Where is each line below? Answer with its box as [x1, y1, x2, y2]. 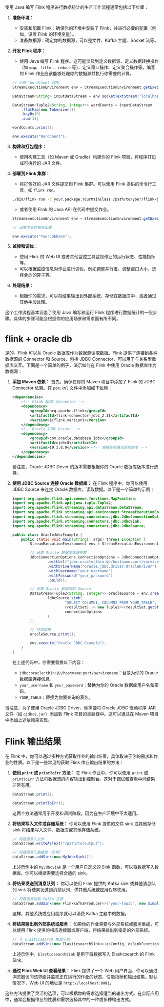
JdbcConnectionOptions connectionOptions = [30, 555, 120, 560]
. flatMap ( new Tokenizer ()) [21, 107, 76, 112]
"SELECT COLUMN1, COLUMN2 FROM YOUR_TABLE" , [64, 600, 157, 605]
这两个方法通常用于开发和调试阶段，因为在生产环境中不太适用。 [12, 810, 141, 816]
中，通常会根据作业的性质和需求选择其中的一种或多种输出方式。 [5, 996, 133, 1002]
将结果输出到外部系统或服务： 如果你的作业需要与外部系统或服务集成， [12, 921, 155, 927]
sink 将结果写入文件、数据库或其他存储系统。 [12, 826, 103, 833]
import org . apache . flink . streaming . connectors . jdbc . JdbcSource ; [12, 523, 146, 529]
